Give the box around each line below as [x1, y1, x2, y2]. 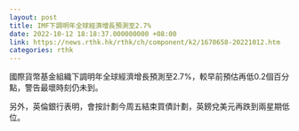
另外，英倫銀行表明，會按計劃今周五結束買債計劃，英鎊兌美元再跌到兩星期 [9, 101, 282, 112]
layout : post [9, 12, 58, 22]
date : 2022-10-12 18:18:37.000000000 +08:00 [9, 29, 177, 38]
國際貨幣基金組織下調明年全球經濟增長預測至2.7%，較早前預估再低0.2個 [9, 72, 274, 82]
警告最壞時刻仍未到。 [24, 82, 103, 93]
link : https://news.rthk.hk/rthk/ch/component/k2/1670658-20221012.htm [9, 37, 280, 47]
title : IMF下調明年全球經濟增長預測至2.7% [9, 21, 151, 30]
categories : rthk [9, 46, 74, 55]
